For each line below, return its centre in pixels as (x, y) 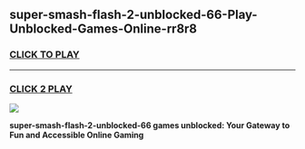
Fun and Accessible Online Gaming (77, 135)
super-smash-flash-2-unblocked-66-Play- (133, 15)
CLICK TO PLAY (44, 55)
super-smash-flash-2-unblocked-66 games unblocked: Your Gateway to (150, 125)
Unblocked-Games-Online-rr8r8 (103, 29)
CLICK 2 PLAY (41, 88)
